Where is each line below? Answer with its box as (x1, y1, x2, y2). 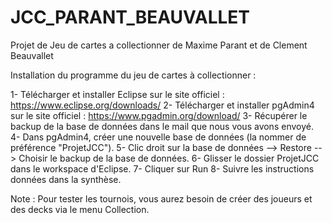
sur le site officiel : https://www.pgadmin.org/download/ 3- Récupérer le (10, 109, 308, 121)
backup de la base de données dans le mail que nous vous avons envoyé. (10, 120, 314, 132)
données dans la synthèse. (10, 173, 122, 185)
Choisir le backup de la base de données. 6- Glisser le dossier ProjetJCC (18, 152, 320, 164)
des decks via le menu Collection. (10, 203, 150, 215)
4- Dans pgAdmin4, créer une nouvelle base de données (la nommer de (10, 131, 307, 143)
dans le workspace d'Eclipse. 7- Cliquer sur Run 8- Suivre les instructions (10, 162, 315, 175)
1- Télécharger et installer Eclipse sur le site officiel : (10, 88, 225, 100)
